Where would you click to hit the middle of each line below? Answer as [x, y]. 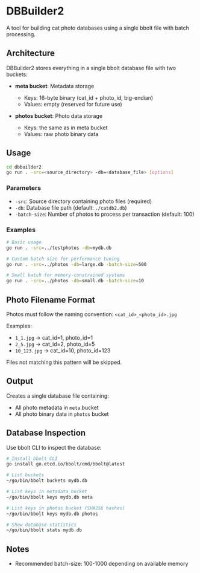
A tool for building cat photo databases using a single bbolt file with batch [98, 28]
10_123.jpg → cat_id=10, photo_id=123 [63, 350]
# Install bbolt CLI [32, 458]
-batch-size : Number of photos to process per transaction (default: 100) [105, 214]
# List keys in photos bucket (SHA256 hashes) [66, 508]
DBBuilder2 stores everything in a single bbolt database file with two [91, 68]
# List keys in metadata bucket [47, 492]
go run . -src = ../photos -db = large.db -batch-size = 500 [77, 264]
